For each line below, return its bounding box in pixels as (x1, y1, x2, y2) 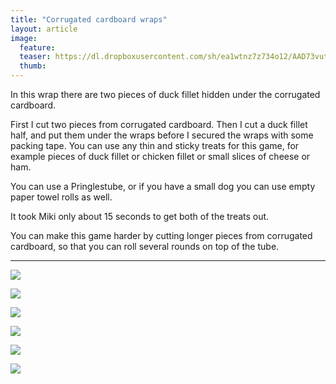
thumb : (19, 61, 47, 71)
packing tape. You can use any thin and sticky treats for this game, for (10, 140, 300, 151)
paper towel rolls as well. (10, 191, 113, 203)
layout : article (10, 24, 78, 34)
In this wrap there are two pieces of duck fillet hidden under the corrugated (10, 89, 321, 100)
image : (10, 33, 38, 43)
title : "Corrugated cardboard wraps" (10, 14, 168, 25)
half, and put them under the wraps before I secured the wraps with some (10, 129, 314, 141)
